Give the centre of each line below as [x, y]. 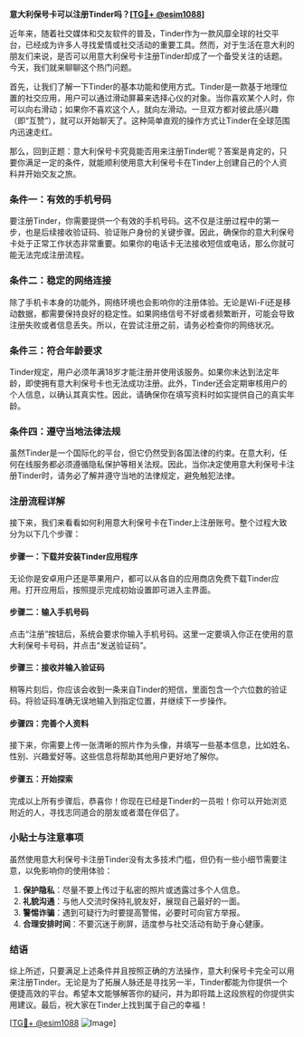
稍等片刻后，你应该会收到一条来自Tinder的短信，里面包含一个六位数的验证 [148, 690]
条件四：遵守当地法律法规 [65, 431]
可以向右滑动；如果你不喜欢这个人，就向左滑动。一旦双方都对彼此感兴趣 [144, 109]
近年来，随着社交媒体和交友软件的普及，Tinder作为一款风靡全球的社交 [140, 34]
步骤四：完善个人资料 [49, 723]
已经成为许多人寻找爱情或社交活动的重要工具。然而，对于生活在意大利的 [160, 45]
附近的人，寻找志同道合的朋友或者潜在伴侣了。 [96, 812]
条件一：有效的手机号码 [60, 199]
